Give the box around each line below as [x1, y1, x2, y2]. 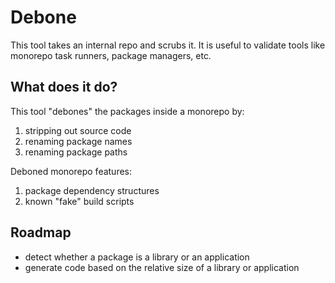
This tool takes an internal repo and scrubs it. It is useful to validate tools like [10, 39, 326, 51]
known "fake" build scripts [24, 195, 135, 207]
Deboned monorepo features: [10, 165, 133, 177]
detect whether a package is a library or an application [24, 251, 250, 263]
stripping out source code [24, 124, 132, 136]
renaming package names [24, 135, 133, 147]
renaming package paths [24, 146, 128, 158]
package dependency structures [24, 184, 160, 196]
